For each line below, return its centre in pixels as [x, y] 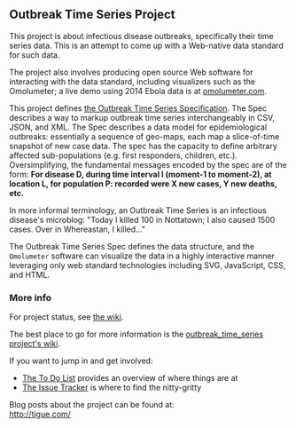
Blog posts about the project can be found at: [92, 405]
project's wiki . [35, 344]
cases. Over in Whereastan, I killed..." [78, 229]
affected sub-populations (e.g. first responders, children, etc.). [123, 155]
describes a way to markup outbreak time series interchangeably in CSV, [142, 117]
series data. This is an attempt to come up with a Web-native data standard [146, 45]
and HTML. [30, 274]
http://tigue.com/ [40, 414]
